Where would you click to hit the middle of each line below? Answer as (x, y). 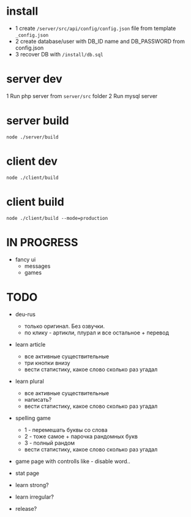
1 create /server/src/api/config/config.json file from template (95, 28)
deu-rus (25, 314)
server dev (34, 79)
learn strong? (32, 485)
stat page (27, 473)
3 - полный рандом (50, 443)
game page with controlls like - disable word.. (73, 461)
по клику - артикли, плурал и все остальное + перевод (97, 333)
